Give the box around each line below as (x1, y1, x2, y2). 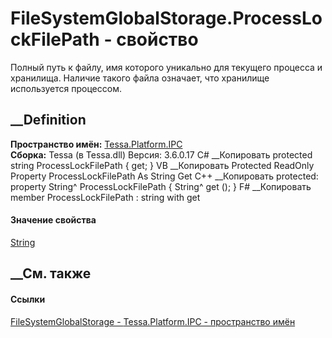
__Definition (10, 112, 87, 129)
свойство (116, 28, 199, 51)
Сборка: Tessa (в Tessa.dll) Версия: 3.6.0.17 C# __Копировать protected (10, 148, 313, 161)
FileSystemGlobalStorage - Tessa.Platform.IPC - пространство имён (10, 315, 296, 327)
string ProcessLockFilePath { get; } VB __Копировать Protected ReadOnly (10, 159, 315, 171)
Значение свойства (10, 214, 97, 226)
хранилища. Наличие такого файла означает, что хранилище (10, 72, 270, 84)
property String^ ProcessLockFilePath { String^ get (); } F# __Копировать (10, 180, 312, 192)
